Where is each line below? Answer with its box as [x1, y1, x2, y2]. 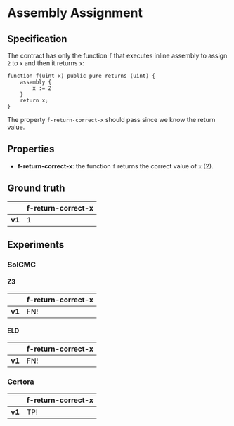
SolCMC [7, 260, 37, 269]
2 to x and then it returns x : [7, 59, 85, 67]
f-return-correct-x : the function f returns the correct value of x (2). [17, 161, 214, 170]
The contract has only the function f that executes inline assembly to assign [7, 51, 228, 60]
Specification [7, 33, 67, 45]
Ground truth [7, 182, 65, 194]
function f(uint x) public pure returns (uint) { [7, 72, 156, 79]
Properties [7, 143, 55, 155]
